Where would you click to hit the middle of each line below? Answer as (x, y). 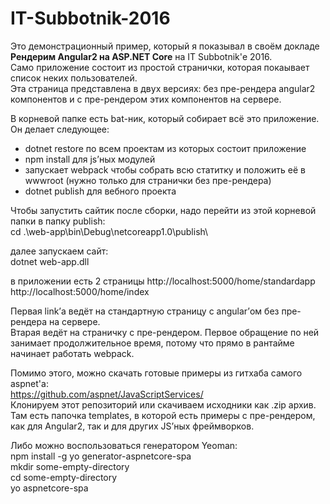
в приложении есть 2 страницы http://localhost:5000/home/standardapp (163, 281)
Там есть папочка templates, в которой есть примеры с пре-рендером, (163, 415)
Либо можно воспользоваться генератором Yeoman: (124, 445)
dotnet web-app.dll (50, 261)
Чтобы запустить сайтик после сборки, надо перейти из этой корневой (163, 210)
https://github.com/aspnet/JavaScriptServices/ (107, 394)
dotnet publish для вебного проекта (100, 191)
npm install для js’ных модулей (90, 159)
